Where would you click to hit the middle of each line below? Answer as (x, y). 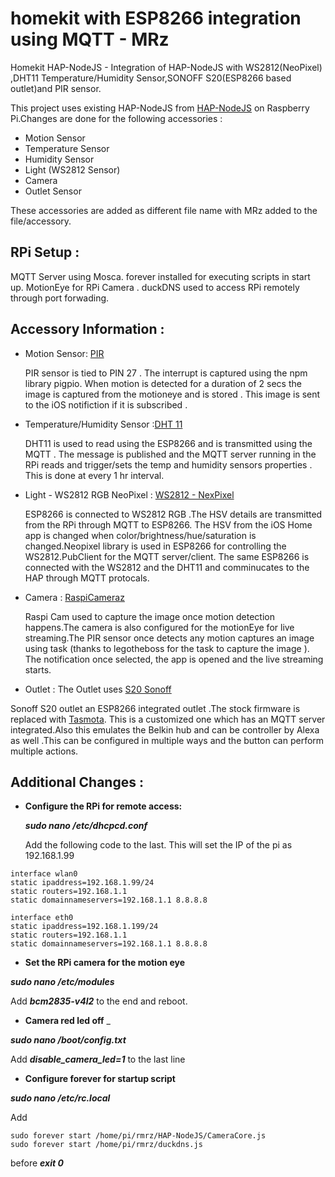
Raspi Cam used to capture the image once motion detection (149, 616)
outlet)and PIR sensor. (56, 88)
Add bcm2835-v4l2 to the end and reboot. (99, 1001)
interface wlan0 (44, 874)
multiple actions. (44, 751)
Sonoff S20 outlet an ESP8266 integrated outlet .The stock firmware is (155, 708)
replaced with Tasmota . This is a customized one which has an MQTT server (168, 719)
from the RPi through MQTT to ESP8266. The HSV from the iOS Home (168, 524)
